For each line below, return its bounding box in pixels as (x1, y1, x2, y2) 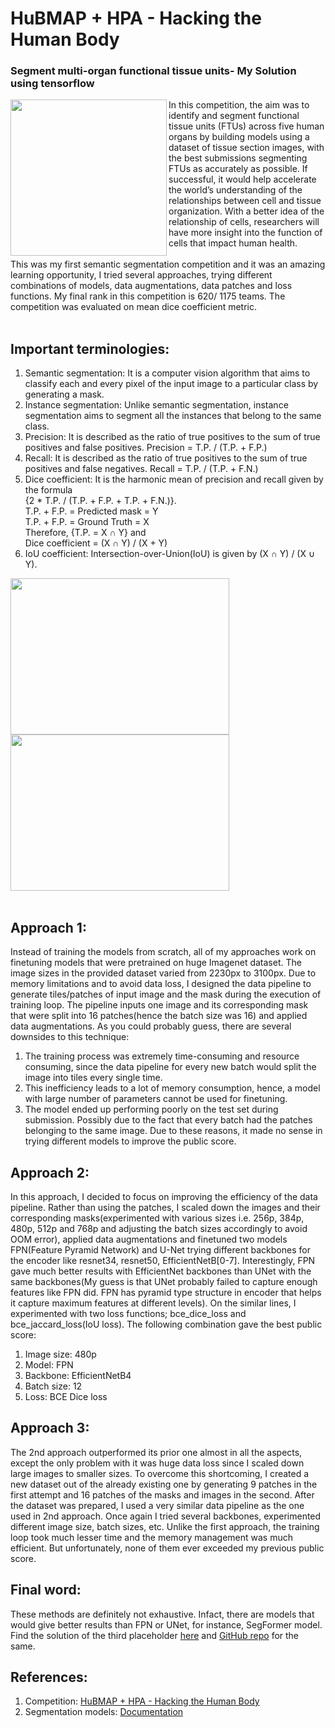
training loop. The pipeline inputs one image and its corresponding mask (10, 999, 309, 1011)
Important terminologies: (10, 340, 170, 357)
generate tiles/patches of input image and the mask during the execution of (10, 988, 322, 1001)
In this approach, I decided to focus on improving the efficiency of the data (10, 1190, 318, 1202)
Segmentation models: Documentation (24, 1706, 184, 1718)
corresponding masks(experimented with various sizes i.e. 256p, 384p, (10, 1212, 305, 1224)
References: (10, 1668, 88, 1686)
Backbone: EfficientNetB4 (24, 1369, 132, 1381)
